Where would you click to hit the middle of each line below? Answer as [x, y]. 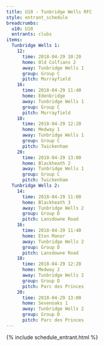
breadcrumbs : [22, 23]
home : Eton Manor [44, 236]
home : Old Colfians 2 [49, 62]
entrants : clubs [32, 34]
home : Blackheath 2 [46, 163]
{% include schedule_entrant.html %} [52, 337]
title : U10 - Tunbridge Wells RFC [49, 12]
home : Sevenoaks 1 [45, 303]
